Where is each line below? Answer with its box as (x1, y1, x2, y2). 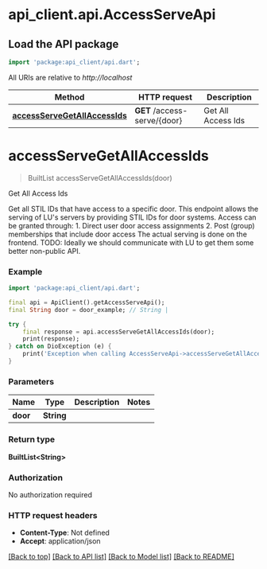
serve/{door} (134, 115, 183, 126)
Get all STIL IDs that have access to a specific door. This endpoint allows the (8, 204, 259, 213)
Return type (8, 434, 56, 445)
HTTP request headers (8, 509, 98, 520)
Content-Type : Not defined (19, 528, 110, 538)
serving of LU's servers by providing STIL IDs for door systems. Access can (8, 212, 257, 222)
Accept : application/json (19, 536, 101, 546)
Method (54, 92, 85, 103)
